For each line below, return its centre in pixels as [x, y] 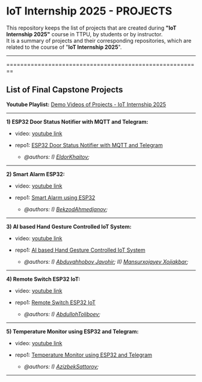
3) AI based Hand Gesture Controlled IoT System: [69, 226]
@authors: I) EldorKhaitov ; [57, 157]
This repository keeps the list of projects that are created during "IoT [91, 28]
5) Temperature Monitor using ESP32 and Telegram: [72, 331]
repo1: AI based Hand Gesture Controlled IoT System [80, 250]
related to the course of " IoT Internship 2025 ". [64, 47]
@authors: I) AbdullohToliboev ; [62, 314]
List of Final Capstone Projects [65, 90]
